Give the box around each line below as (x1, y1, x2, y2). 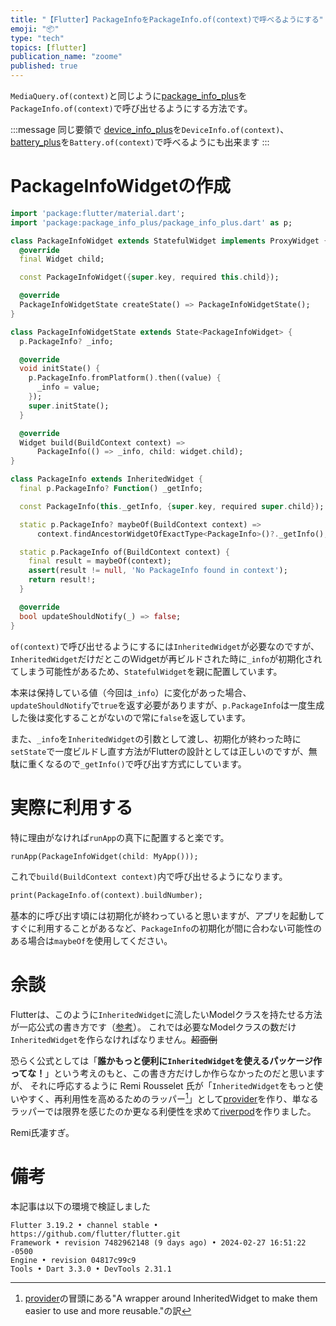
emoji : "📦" (10, 24, 60, 34)
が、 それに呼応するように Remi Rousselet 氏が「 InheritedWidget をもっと (10, 1080, 315, 1092)
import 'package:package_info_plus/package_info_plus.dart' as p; (10, 217, 293, 228)
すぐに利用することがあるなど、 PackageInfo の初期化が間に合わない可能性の (10, 922, 323, 935)
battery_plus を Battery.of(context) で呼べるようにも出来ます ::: (10, 136, 270, 148)
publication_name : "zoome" (10, 52, 123, 62)
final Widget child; (19, 254, 105, 265)
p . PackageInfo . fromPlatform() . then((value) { (28, 373, 222, 383)
